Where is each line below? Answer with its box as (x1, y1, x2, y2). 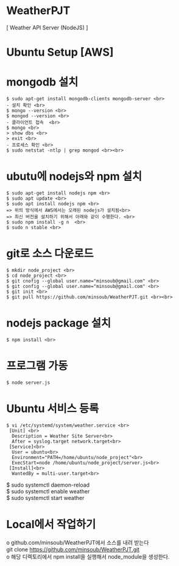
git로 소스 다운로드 (6, 247, 94, 260)
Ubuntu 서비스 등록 (6, 402, 99, 416)
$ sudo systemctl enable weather (6, 487, 90, 495)
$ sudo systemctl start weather (6, 494, 85, 501)
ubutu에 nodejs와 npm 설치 (6, 169, 142, 183)
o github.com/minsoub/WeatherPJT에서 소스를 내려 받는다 (6, 538, 149, 546)
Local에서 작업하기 (6, 517, 96, 531)
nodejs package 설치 (6, 316, 111, 330)
